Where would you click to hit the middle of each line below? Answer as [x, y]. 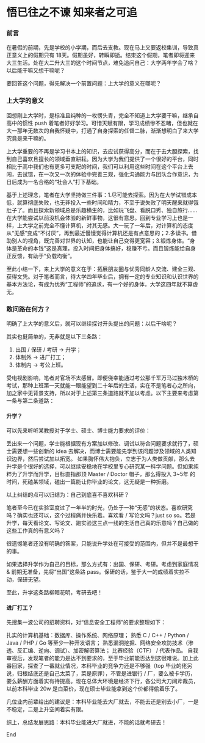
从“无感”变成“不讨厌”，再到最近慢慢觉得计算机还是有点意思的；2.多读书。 [99, 233]
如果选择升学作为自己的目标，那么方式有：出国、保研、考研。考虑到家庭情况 [103, 564]
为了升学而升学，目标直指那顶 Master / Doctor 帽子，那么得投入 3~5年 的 [103, 474]
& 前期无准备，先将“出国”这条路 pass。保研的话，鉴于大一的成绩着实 [93, 572]
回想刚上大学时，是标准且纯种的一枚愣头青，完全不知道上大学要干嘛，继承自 [103, 115]
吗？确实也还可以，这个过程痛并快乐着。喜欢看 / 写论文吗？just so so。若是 [101, 515]
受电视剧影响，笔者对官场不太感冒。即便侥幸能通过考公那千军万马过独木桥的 [103, 378]
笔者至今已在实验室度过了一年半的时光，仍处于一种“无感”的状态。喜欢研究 [100, 508]
